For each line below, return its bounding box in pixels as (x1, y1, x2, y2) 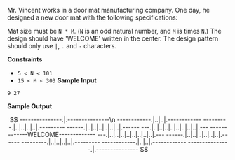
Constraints (7, 55, 43, 64)
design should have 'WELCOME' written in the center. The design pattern (7, 34, 219, 43)
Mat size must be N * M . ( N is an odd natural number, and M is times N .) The (7, 27, 222, 35)
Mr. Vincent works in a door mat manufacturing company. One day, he (7, 6, 210, 14)
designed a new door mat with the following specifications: (7, 13, 178, 22)
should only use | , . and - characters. (7, 42, 117, 50)
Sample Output (7, 102, 53, 110)
